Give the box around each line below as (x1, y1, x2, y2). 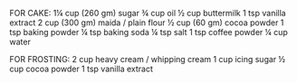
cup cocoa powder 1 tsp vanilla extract (9, 63, 154, 74)
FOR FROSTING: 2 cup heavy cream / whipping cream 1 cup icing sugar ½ (9, 54, 286, 64)
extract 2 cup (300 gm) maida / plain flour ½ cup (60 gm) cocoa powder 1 (9, 17, 284, 28)
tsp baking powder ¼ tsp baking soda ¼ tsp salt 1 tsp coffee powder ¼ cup (9, 27, 288, 37)
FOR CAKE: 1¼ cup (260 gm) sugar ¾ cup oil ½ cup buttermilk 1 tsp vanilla (9, 8, 287, 18)
